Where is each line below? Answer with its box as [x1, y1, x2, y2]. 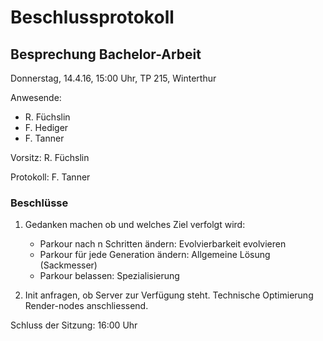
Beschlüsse [10, 196, 69, 210]
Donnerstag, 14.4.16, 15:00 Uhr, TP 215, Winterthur [10, 72, 217, 84]
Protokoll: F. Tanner [10, 171, 91, 183]
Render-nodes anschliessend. [24, 300, 149, 312]
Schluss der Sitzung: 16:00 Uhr [10, 319, 138, 331]
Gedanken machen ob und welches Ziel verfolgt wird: [24, 219, 246, 231]
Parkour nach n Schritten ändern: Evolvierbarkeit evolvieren [39, 238, 287, 250]
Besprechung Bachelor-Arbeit [10, 46, 202, 63]
